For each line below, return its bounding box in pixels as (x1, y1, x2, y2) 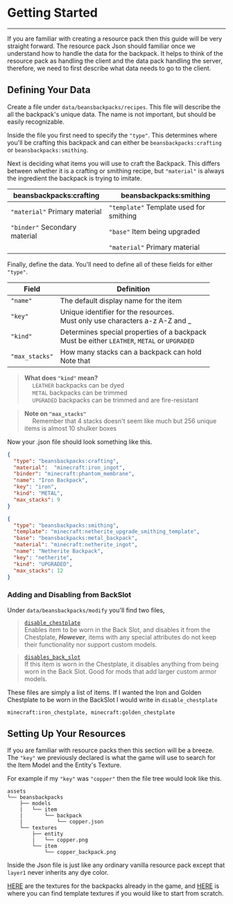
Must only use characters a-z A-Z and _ (60, 315, 192, 325)
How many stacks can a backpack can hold (60, 347, 202, 356)
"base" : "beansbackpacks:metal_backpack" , (13, 534, 138, 542)
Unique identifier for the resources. (60, 307, 175, 317)
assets (7, 788, 26, 795)
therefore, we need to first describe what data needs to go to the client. (7, 64, 212, 72)
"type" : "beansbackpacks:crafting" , (13, 457, 119, 464)
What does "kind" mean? (24, 374, 98, 382)
